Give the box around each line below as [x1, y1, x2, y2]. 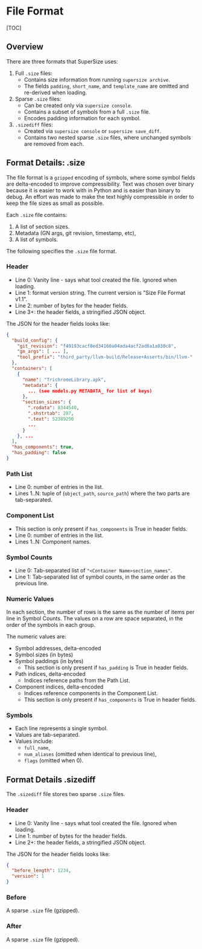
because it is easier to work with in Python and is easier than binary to [6, 186, 181, 194]
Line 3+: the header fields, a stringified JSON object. [14, 308, 147, 316]
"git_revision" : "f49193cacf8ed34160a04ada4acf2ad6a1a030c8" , [17, 343, 177, 349]
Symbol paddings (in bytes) [14, 658, 84, 665]
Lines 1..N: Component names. [14, 538, 92, 545]
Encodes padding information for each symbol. [24, 114, 141, 121]
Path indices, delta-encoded [14, 670, 86, 678]
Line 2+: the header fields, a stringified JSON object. [14, 838, 146, 846]
